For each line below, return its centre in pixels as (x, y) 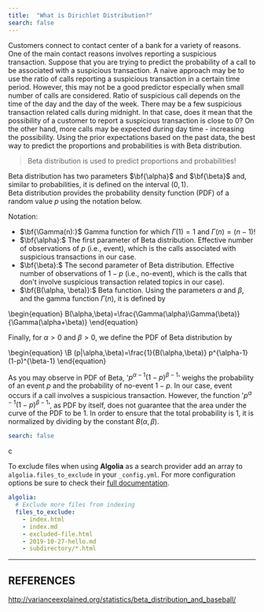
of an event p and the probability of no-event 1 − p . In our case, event (120, 385)
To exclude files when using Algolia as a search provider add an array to (126, 466)
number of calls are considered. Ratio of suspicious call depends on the (125, 95)
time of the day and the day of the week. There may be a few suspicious (125, 104)
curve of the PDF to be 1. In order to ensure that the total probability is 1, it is (131, 413)
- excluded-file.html (57, 534)
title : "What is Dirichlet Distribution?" (81, 15)
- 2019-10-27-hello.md (59, 541)
